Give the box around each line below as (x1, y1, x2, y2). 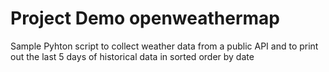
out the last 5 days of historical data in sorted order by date (10, 50, 255, 62)
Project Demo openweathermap (10, 7, 280, 30)
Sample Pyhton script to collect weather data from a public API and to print (10, 40, 319, 52)
